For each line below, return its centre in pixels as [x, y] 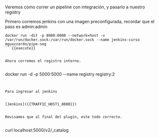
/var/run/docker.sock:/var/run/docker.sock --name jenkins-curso [72, 40]
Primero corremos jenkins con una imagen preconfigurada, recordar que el [80, 22]
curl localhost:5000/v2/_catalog [37, 130]
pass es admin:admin [26, 27]
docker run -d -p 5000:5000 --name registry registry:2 [60, 74]
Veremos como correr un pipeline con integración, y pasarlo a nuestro [75, 7]
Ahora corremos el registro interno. [43, 61]
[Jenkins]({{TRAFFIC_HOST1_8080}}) [41, 104]
